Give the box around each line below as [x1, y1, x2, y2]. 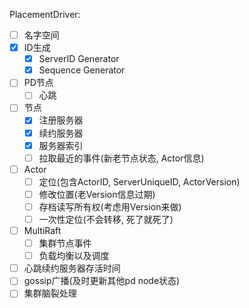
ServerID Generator [38, 53, 120, 65]
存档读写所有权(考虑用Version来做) [38, 200, 182, 213]
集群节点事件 [38, 237, 92, 249]
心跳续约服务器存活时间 [23, 262, 121, 274]
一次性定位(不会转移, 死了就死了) [38, 213, 174, 225]
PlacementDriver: [9, 9, 81, 20]
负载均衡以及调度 [38, 250, 110, 262]
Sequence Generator [38, 64, 126, 76]
